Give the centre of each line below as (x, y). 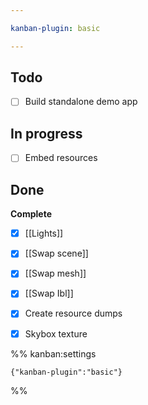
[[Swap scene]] (56, 253)
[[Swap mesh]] (55, 273)
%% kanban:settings (53, 353)
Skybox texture (56, 333)
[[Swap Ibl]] (49, 293)
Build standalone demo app (81, 102)
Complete (31, 214)
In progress (46, 133)
